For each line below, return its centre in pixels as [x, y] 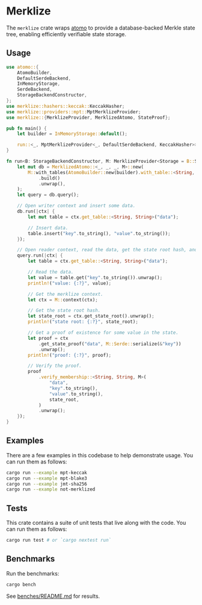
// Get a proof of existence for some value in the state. [103, 333]
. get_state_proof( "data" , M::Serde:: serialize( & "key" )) [110, 344]
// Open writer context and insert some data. [76, 206]
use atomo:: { [23, 67]
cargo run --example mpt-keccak [47, 472]
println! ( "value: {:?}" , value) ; [70, 283]
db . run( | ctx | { [36, 212]
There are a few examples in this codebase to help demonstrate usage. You [100, 455]
